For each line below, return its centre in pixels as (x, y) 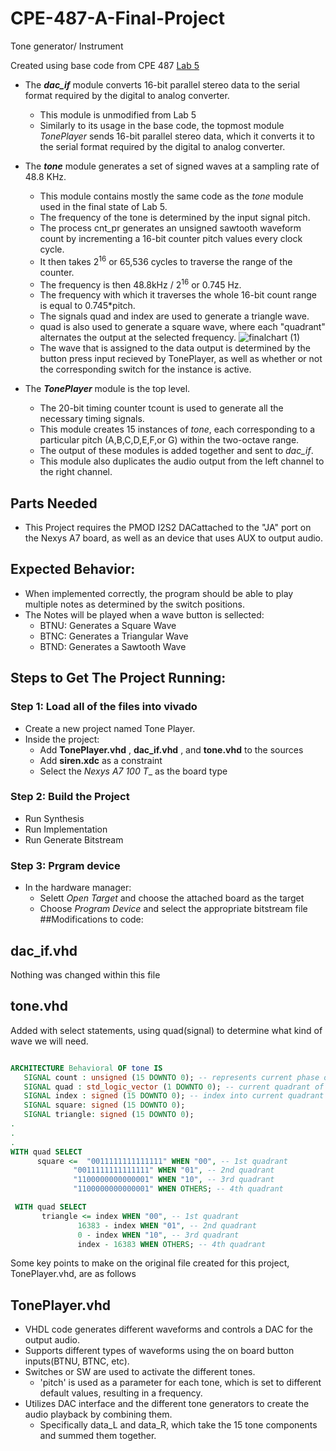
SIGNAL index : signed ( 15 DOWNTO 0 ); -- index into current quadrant (174, 1096)
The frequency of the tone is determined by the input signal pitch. (175, 217)
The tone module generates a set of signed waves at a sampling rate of (172, 166)
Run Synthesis (54, 818)
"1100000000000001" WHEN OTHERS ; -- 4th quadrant (178, 1189)
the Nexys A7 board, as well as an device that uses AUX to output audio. (174, 538)
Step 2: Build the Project (70, 797)
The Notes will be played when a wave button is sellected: (144, 614)
